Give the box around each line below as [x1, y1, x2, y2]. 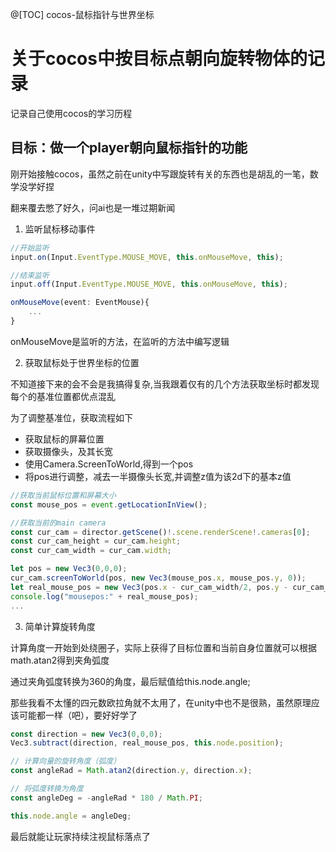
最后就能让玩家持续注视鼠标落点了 [10, 830, 151, 842]
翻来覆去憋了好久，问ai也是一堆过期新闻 [10, 201, 176, 213]
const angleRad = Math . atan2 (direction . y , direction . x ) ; [10, 766, 253, 776]
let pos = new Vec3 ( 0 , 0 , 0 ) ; [10, 564, 128, 574]
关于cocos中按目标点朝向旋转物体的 [10, 48, 308, 70]
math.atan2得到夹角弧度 [10, 654, 110, 666]
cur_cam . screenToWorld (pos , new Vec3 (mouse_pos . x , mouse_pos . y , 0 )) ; [10, 573, 307, 583]
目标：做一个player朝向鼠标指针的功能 [10, 139, 248, 157]
